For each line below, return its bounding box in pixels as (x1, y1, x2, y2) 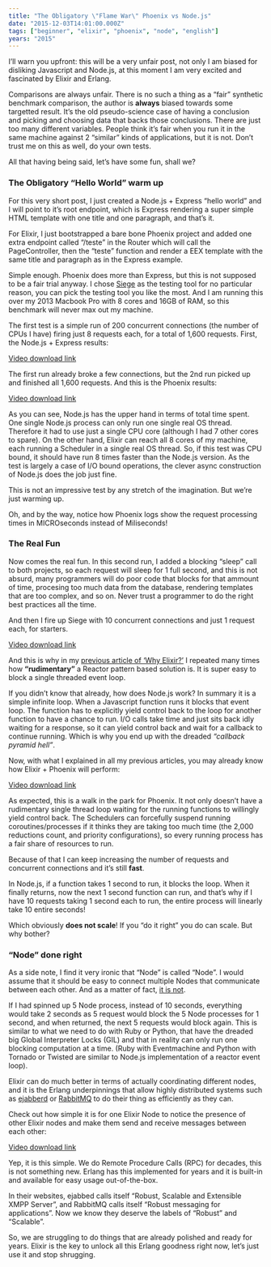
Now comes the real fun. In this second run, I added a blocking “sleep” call (8, 556, 257, 566)
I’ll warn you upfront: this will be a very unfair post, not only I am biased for (8, 57, 258, 66)
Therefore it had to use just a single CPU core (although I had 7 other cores (8, 426, 259, 436)
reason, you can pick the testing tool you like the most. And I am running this (8, 287, 264, 297)
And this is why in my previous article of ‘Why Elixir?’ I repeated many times (8, 655, 260, 665)
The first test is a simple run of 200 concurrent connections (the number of (8, 320, 259, 330)
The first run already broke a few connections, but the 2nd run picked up (8, 369, 251, 379)
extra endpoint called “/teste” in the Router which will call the (8, 237, 211, 247)
